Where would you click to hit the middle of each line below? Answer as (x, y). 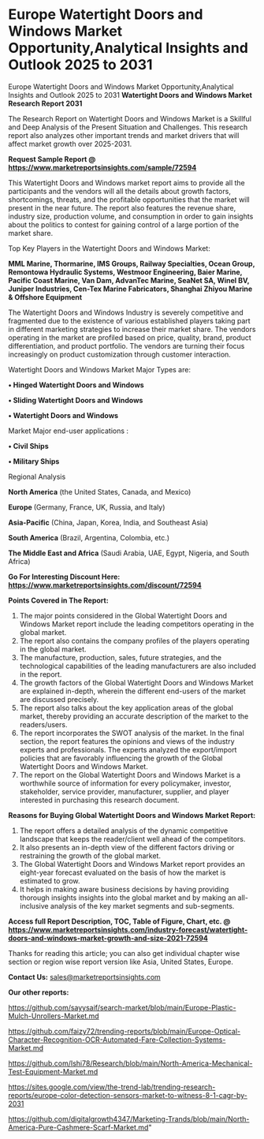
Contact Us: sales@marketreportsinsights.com (85, 977)
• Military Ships (34, 461)
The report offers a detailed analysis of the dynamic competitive (124, 831)
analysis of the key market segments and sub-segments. (142, 906)
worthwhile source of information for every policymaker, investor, (125, 783)
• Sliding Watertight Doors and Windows (76, 400)
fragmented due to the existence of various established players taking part (129, 320)
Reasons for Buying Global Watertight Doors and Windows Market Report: (132, 815)
